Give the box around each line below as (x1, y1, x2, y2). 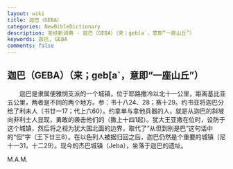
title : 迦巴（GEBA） (7, 17, 62, 24)
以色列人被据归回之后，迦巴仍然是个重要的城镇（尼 (79, 132, 226, 141)
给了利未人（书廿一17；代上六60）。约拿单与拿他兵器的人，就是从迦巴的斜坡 (7, 107, 225, 115)
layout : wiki (7, 10, 45, 17)
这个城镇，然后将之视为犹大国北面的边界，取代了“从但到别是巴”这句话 (7, 124, 207, 132)
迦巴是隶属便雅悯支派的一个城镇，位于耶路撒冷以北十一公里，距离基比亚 (19, 89, 226, 98)
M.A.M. (7, 155, 28, 163)
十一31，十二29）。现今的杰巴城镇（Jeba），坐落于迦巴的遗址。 (7, 141, 187, 150)
